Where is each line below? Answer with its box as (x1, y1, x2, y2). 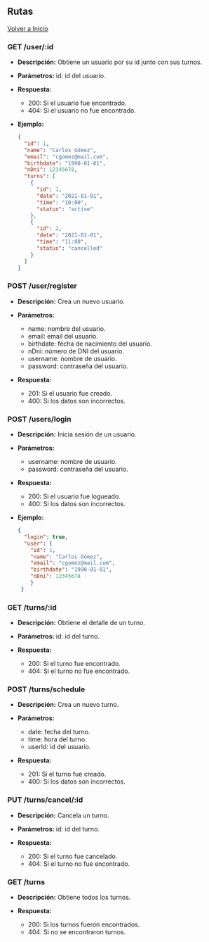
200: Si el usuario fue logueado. (27, 492, 121, 501)
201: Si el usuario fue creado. (27, 389, 113, 397)
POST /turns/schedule (7, 684, 86, 694)
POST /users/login (7, 414, 72, 424)
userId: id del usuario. (27, 743, 91, 751)
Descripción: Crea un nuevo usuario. (17, 297, 125, 306)
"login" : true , (24, 533, 69, 541)
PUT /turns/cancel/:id (7, 795, 83, 805)
